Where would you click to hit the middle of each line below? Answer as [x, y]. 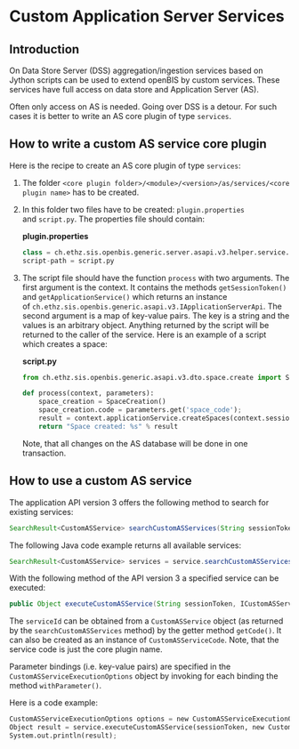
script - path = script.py [68, 261]
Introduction [44, 49]
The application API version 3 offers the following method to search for [139, 502]
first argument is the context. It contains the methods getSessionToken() [154, 287]
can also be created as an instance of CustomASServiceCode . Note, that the [144, 640]
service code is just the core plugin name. [86, 649]
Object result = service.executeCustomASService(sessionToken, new [137, 728]
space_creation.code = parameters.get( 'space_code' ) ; [140, 410]
